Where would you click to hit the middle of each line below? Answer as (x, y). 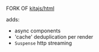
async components (38, 31)
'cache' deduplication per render (54, 37)
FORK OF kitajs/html (30, 8)
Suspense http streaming (43, 43)
